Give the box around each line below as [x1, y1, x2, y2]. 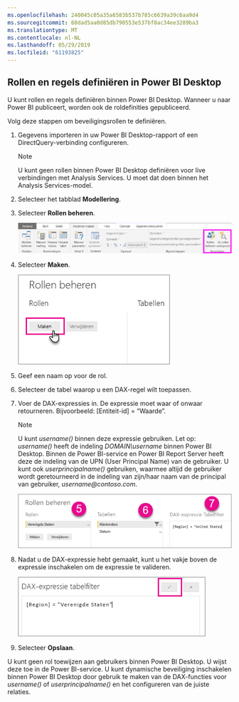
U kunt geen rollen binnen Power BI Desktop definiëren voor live [17, 166, 206, 174]
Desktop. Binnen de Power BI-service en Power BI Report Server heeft [17, 449, 224, 458]
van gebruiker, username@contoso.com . [17, 479, 137, 488]
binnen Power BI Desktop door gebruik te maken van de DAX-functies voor [7, 673, 228, 681]
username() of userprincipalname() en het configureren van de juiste [7, 680, 210, 688]
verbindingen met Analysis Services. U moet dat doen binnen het [17, 173, 208, 182]
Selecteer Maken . [17, 260, 70, 269]
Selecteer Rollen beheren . [17, 208, 95, 217]
